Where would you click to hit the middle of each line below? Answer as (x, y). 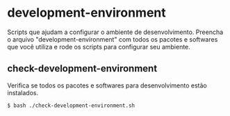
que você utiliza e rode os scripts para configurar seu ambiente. (99, 47)
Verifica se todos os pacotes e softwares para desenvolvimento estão (107, 85)
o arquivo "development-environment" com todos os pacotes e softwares (113, 39)
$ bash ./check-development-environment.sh (71, 106)
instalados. (23, 92)
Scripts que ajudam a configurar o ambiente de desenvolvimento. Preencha (115, 32)
